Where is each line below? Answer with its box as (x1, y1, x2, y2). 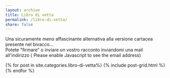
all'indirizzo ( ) (5, 52, 141, 59)
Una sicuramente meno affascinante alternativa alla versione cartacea (5, 36, 153, 42)
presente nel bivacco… (5, 42, 54, 48)
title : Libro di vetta (5, 12, 54, 17)
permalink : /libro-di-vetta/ (5, 17, 68, 22)
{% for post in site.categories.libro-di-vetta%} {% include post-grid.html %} (5, 62, 165, 68)
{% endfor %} (5, 68, 35, 74)
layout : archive (5, 7, 40, 13)
